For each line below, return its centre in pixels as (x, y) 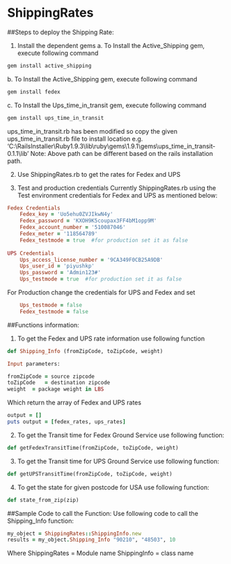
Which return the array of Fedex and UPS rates (74, 402)
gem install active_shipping (49, 65)
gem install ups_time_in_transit (56, 118)
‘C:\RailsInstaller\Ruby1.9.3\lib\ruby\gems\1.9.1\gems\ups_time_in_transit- (111, 146)
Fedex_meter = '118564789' (59, 234)
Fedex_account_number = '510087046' (73, 228)
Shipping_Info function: (41, 521)
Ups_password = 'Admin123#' (60, 273)
